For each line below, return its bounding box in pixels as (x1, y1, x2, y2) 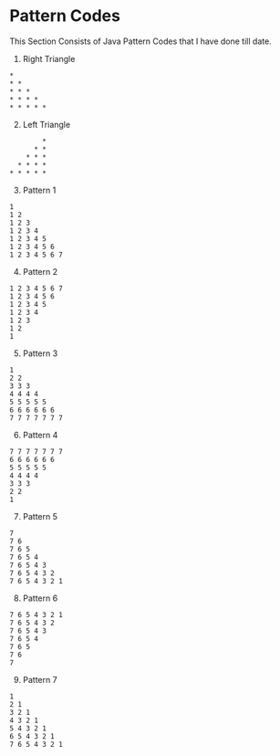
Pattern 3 (22, 348, 58, 359)
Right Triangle (22, 53, 76, 64)
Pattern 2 (22, 266, 58, 277)
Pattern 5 (22, 510, 57, 521)
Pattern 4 (22, 429, 58, 440)
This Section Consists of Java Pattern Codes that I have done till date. (9, 36, 272, 47)
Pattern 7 (22, 674, 57, 685)
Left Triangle (22, 119, 71, 130)
